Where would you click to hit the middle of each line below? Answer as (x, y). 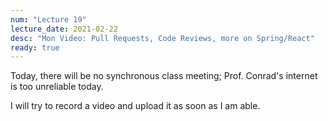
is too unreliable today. (57, 87)
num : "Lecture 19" (48, 19)
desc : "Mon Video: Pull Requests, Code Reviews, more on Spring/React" (162, 38)
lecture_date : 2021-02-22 (64, 29)
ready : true (35, 47)
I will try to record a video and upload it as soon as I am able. (135, 106)
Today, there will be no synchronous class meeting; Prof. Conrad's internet (164, 76)
